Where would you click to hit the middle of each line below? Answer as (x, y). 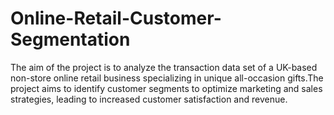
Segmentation (70, 39)
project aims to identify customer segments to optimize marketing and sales (166, 88)
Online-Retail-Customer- (116, 18)
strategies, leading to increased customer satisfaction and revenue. (149, 99)
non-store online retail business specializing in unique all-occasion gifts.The (167, 78)
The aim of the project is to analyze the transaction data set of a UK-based (164, 67)
